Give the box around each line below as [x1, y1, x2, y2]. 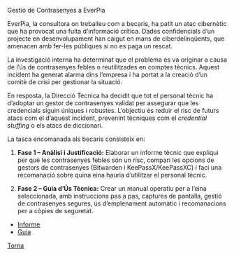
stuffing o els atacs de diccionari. [7, 121, 103, 129]
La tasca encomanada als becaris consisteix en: [7, 135, 145, 143]
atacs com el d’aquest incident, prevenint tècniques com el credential [7, 114, 207, 122]
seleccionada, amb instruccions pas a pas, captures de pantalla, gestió [17, 192, 222, 200]
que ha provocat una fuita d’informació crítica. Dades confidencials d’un [7, 27, 215, 35]
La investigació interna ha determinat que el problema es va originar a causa [7, 55, 228, 64]
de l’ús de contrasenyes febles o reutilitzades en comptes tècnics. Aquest [7, 63, 220, 71]
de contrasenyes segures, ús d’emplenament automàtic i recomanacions [17, 199, 227, 208]
